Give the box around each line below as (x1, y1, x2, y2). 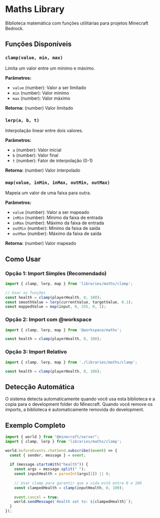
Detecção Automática (5, 382, 75, 391)
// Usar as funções (5, 290, 46, 295)
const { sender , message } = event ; (9, 452, 86, 458)
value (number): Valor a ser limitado (12, 84, 86, 91)
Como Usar (5, 254, 41, 264)
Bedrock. (5, 25, 24, 31)
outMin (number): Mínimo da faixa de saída (12, 225, 100, 231)
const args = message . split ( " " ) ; (14, 467, 86, 472)
